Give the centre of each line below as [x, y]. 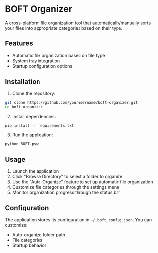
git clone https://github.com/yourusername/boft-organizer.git [72, 102]
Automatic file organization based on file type [59, 55]
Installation [23, 82]
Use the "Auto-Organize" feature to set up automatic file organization [82, 182]
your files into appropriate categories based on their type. [64, 28]
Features [19, 44]
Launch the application [36, 171]
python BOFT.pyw [22, 144]
